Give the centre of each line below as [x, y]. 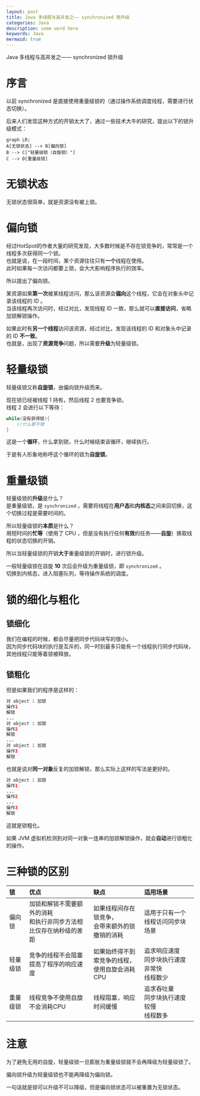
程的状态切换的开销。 [32, 541]
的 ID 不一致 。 [23, 336]
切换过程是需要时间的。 [40, 513]
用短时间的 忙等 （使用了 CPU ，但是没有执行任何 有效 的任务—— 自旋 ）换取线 [99, 533]
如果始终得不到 [114, 951]
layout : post [22, 12]
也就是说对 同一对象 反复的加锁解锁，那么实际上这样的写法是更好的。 [90, 768]
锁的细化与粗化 [43, 600]
